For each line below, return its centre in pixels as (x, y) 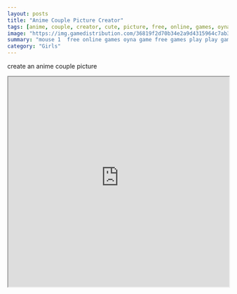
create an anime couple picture (52, 66)
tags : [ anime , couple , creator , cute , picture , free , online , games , (111, 27)
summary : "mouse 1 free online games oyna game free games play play (113, 40)
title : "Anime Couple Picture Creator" (66, 20)
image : (17, 33)
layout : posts (28, 14)
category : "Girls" (34, 46)
